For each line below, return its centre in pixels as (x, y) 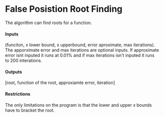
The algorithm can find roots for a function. (48, 23)
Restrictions (18, 94)
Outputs (14, 72)
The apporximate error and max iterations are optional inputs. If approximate (82, 50)
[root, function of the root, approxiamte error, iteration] (60, 83)
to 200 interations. (24, 60)
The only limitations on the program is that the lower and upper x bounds (79, 105)
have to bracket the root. (30, 110)
